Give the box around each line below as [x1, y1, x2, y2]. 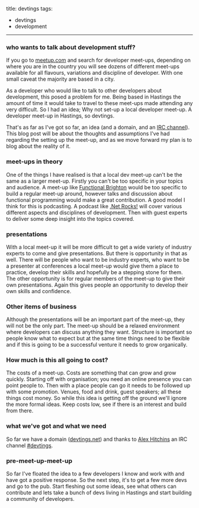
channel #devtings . [6, 442, 53, 449]
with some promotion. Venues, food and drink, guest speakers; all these [6, 388, 182, 395]
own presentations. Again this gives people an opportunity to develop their [6, 281, 188, 288]
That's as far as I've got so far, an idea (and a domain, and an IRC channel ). [6, 124, 190, 131]
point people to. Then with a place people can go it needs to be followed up [6, 382, 191, 389]
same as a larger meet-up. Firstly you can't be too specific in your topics [6, 177, 184, 185]
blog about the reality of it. [6, 142, 71, 150]
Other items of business [6, 302, 77, 310]
